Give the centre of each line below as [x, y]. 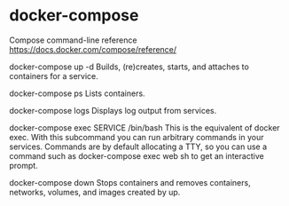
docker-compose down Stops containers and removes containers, [130, 182]
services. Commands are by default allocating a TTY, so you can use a [138, 147]
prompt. [23, 165]
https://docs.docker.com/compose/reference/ [93, 49]
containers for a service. [54, 75]
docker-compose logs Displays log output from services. [113, 110]
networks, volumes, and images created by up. [95, 192]
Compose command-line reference [73, 40]
